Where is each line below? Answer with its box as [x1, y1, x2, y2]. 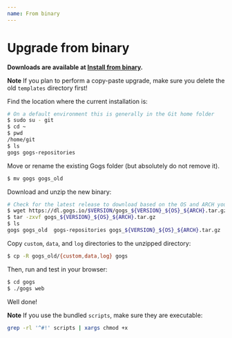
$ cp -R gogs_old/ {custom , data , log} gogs [7, 252, 128, 260]
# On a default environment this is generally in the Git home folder [7, 110, 215, 118]
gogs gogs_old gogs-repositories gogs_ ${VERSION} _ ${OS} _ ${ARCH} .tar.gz [7, 226, 221, 234]
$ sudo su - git [7, 117, 54, 124]
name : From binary [7, 10, 60, 17]
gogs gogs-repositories [7, 149, 76, 156]
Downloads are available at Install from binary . [7, 63, 144, 71]
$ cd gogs [7, 278, 36, 285]
